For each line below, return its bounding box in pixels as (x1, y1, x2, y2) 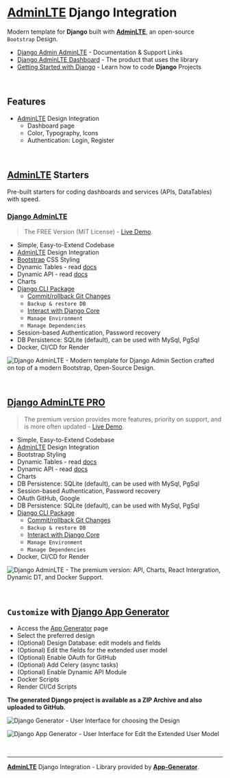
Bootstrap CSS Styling (16, 255, 80, 264)
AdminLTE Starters (7, 170, 90, 181)
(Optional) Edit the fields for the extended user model (16, 646, 168, 654)
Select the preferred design (16, 632, 95, 640)
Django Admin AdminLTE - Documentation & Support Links (16, 48, 183, 56)
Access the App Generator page (16, 624, 108, 632)
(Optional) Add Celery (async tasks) (16, 661, 118, 669)
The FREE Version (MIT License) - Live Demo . (23, 227, 153, 236)
